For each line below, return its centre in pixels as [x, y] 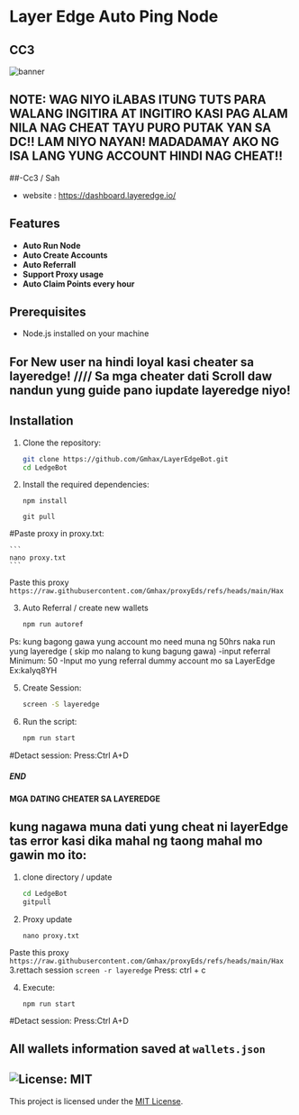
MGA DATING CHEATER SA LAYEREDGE [85, 799]
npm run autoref [53, 625]
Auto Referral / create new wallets [85, 608]
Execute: [39, 987]
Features [35, 224]
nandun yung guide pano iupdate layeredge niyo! [150, 390]
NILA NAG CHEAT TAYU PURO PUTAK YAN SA [140, 128]
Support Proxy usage [63, 274]
